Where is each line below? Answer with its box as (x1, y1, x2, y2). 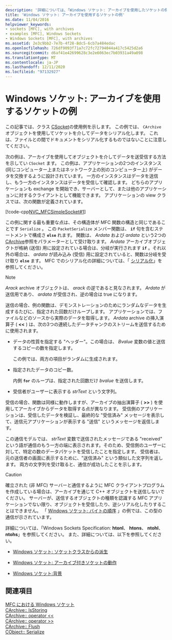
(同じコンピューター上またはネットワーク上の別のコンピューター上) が (5, 166, 154, 172)
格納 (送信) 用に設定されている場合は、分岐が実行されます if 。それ (18, 245, 162, 251)
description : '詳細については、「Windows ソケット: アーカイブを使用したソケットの (5, 7, 165, 13)
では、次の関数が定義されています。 (9, 198, 86, 205)
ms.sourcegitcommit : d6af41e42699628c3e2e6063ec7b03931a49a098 (5, 50, 143, 55)
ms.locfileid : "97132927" (5, 70, 60, 75)
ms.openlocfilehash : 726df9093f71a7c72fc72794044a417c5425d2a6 (5, 46, 143, 51)
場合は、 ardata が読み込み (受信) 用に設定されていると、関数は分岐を (14, 251, 162, 257)
